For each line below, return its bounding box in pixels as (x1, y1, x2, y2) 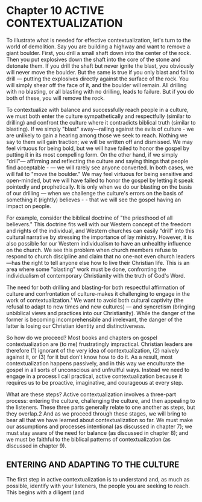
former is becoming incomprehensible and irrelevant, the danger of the (6, 316, 183, 323)
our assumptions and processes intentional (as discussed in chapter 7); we (6, 423, 193, 430)
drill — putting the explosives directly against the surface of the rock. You (6, 75, 189, 82)
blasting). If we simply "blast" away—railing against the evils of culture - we (6, 125, 194, 132)
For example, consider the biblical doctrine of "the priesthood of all (6, 214, 173, 221)
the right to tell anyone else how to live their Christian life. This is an (22, 259, 190, 266)
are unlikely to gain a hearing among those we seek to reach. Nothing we (6, 131, 188, 139)
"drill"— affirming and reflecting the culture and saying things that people (6, 157, 189, 165)
